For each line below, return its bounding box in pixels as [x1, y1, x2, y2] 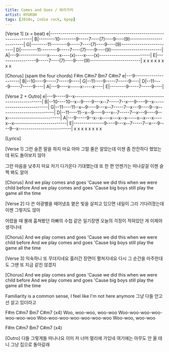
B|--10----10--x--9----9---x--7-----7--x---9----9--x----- [44, 99, 164, 105]
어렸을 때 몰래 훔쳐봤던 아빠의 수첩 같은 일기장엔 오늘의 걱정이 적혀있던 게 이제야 [5, 218, 163, 224]
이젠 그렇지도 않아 [5, 207, 40, 213]
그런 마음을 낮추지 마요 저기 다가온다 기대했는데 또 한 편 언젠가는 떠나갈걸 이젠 [5, 163, 159, 169]
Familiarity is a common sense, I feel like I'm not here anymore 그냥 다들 [5, 293, 154, 299]
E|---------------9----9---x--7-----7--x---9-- [69, 120, 164, 127]
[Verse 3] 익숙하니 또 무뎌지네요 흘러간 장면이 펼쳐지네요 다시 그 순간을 [5, 255, 145, 261]
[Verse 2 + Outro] [5, 93, 42, 99]
